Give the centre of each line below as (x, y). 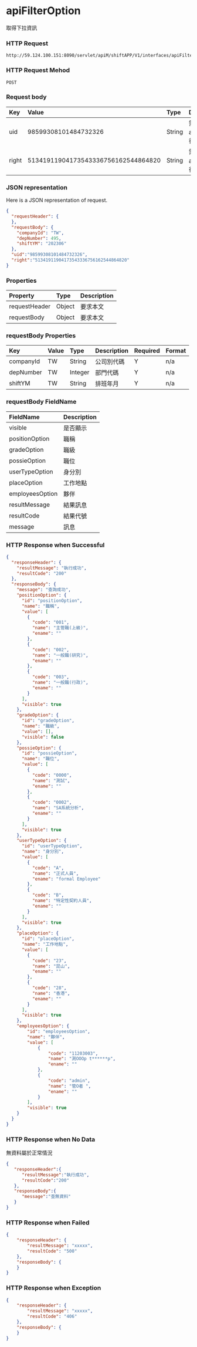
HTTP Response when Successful (55, 545)
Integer (79, 373)
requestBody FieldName (41, 402)
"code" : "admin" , (69, 1081)
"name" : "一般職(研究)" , (60, 655)
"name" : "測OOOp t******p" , (82, 1059)
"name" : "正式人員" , (55, 873)
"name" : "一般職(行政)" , (60, 683)
